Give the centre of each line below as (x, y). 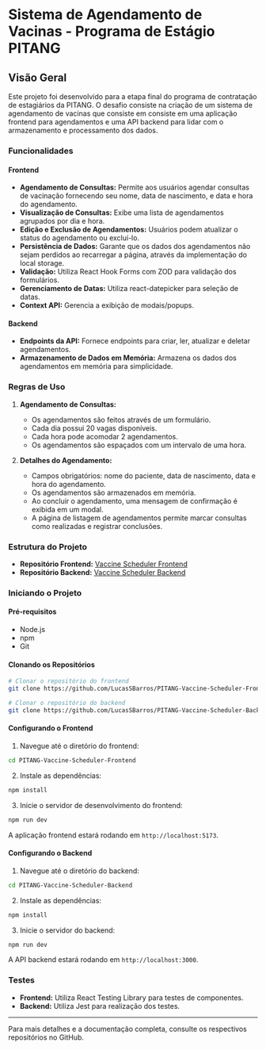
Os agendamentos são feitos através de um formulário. (121, 420)
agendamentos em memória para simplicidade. (96, 366)
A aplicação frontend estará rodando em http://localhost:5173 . (114, 835)
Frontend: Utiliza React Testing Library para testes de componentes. (131, 998)
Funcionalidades (41, 151)
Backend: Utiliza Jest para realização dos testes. (100, 1006)
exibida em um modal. (68, 509)
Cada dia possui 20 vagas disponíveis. (94, 428)
